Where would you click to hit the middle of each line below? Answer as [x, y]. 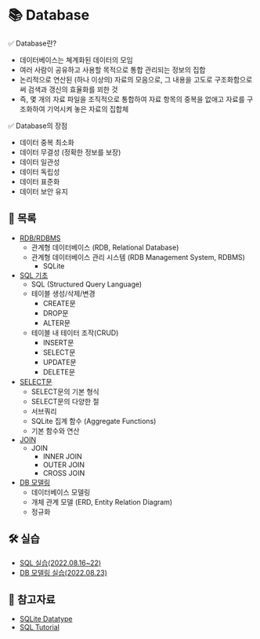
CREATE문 [59, 303]
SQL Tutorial [40, 627]
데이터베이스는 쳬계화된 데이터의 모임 [76, 60]
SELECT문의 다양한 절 [65, 401]
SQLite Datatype [46, 619]
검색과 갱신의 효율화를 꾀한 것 [73, 89]
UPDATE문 [60, 362]
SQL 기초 [34, 275]
